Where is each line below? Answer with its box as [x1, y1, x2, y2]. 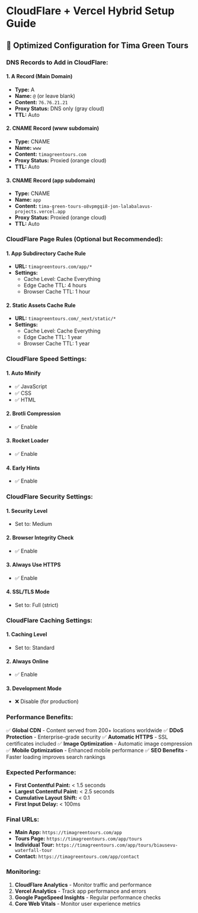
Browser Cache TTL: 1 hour [23, 288, 91, 295]
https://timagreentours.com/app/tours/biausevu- [55, 842, 178, 848]
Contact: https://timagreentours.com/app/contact [14, 853, 139, 860]
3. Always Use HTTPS [6, 561, 61, 569]
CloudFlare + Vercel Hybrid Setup [6, 4, 175, 18]
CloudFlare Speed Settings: [6, 355, 87, 363]
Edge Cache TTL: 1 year [23, 334, 82, 341]
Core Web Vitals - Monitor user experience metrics [14, 900, 141, 907]
